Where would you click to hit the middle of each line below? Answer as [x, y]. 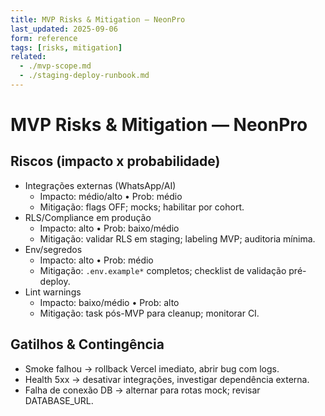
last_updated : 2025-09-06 [64, 29]
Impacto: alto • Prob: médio [96, 260]
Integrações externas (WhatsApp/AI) [100, 185]
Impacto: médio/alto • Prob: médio [111, 196]
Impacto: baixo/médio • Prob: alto [109, 302]
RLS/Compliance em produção [88, 217]
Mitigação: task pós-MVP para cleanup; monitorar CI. [149, 313]
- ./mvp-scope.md [55, 66]
